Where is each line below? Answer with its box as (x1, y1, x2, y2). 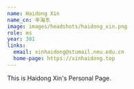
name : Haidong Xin (7, 10, 60, 17)
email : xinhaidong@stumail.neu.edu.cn (13, 49, 125, 56)
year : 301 (7, 36, 36, 43)
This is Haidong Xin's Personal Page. (7, 74, 112, 82)
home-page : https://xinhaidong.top (13, 55, 115, 62)
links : (7, 42, 26, 49)
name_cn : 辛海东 (7, 17, 51, 23)
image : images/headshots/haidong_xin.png (7, 23, 128, 30)
